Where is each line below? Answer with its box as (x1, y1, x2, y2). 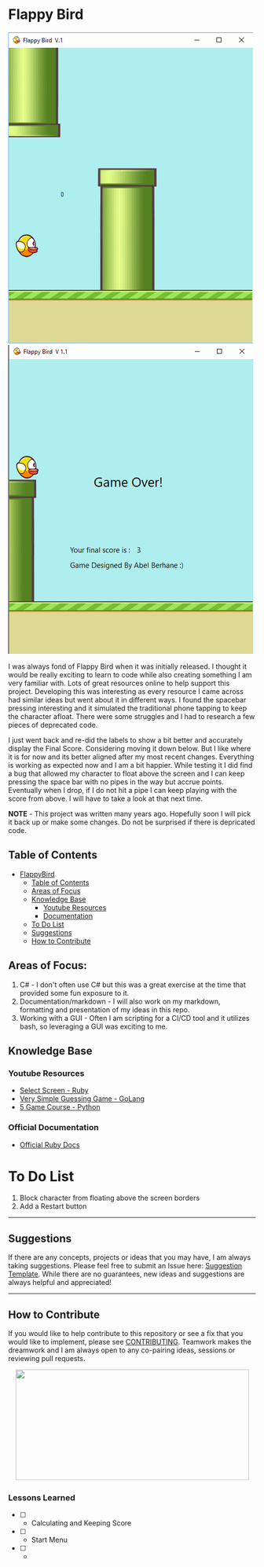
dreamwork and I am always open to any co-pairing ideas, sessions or (8, 1345, 236, 1355)
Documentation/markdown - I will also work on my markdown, (19, 996, 222, 1006)
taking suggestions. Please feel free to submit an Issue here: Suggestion (8, 1261, 243, 1271)
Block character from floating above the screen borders (19, 1193, 200, 1203)
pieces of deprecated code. (8, 720, 98, 729)
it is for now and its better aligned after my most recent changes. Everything (8, 752, 255, 761)
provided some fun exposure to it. (19, 988, 130, 997)
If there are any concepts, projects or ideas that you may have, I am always (8, 1253, 251, 1262)
